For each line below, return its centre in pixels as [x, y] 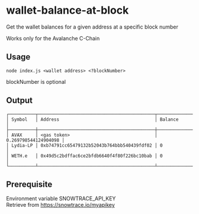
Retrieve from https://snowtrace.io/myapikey [61, 205]
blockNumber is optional [36, 81]
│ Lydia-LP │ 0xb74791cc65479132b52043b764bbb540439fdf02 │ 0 [84, 145]
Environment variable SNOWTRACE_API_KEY [61, 199]
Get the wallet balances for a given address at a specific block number [92, 27]
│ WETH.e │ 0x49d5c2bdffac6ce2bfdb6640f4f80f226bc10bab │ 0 [84, 156]
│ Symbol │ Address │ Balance [92, 119]
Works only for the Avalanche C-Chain [53, 38]
